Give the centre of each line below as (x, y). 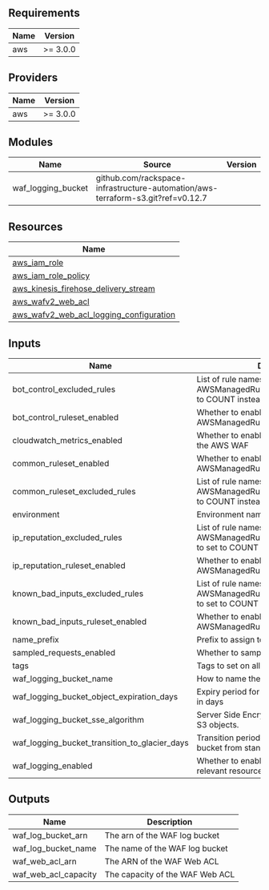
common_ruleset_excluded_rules (74, 492)
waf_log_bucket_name (54, 848)
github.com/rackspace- (141, 178)
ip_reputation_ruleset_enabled (69, 566)
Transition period (229, 738)
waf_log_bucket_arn (50, 835)
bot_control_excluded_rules (64, 389)
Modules (31, 142)
